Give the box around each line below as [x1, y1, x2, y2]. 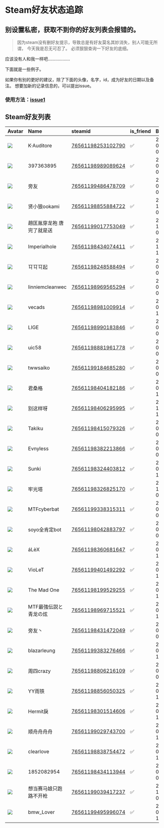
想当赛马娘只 [28, 785, 58, 792]
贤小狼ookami [28, 203, 60, 210]
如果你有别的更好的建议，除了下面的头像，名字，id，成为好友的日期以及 [5, 77, 150, 82]
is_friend [130, 128, 151, 135]
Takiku [28, 425, 43, 431]
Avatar [7, 128, 23, 135]
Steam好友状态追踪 [5, 4, 83, 16]
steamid [71, 128, 91, 135]
